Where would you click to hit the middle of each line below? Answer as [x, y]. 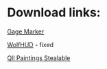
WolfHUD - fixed [30, 44]
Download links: [54, 13]
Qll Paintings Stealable [39, 58]
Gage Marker [26, 31]
